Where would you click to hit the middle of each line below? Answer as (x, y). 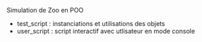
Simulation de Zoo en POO (45, 10)
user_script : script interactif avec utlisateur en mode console (106, 31)
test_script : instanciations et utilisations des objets (91, 23)
